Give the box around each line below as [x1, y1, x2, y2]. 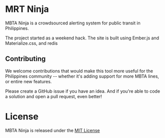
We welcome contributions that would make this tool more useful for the [5, 68, 154, 74]
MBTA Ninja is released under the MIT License [5, 127, 100, 133]
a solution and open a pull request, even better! [5, 93, 102, 99]
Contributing [5, 55, 46, 63]
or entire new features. [5, 78, 52, 84]
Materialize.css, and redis [5, 40, 58, 46]
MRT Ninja [5, 3, 49, 15]
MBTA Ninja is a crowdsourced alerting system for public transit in [5, 20, 141, 26]
